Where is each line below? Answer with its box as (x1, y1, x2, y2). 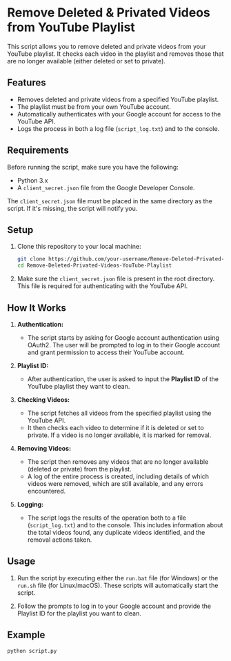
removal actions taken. (27, 536, 92, 544)
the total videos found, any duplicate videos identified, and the (27, 528, 205, 536)
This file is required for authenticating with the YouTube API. (17, 282, 188, 290)
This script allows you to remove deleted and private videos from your (7, 42, 206, 50)
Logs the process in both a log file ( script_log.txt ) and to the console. (17, 124, 220, 132)
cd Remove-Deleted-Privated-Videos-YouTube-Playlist (17, 262, 172, 270)
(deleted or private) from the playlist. (27, 465, 132, 473)
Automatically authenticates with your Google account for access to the (17, 110, 221, 118)
